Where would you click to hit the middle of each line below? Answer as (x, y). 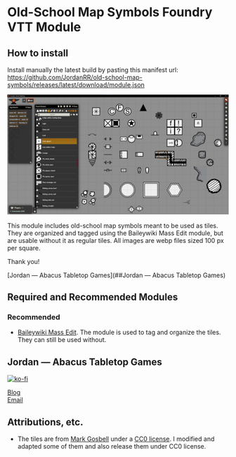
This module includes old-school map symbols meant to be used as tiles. (113, 225)
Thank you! (24, 261)
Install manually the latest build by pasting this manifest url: (93, 70)
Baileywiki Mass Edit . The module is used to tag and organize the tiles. (119, 332)
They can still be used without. (62, 340)
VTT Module (44, 27)
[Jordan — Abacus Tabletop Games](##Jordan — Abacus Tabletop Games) (117, 275)
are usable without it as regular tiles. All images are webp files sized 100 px (116, 240)
